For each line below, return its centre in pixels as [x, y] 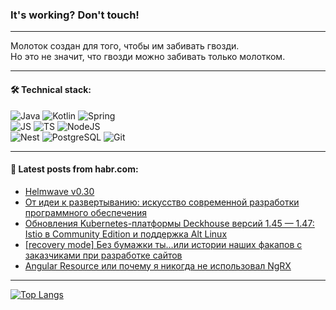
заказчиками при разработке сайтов [103, 255]
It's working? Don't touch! [75, 15]
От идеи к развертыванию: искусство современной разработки [162, 202]
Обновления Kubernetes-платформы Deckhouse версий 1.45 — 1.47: [169, 223]
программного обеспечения [85, 212]
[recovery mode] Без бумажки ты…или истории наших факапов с [163, 244]
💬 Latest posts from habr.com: [74, 169]
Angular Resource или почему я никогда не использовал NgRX [158, 265]
